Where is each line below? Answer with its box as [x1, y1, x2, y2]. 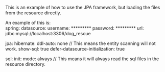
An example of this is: [5, 20, 51, 26]
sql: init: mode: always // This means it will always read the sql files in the [5, 56, 159, 62]
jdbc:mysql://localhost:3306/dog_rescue [5, 31, 91, 36]
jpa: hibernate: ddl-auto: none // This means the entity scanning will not [5, 40, 156, 46]
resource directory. [5, 61, 46, 67]
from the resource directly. [5, 10, 61, 16]
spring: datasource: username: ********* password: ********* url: [5, 25, 144, 31]
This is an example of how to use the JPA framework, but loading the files [5, 5, 160, 10]
